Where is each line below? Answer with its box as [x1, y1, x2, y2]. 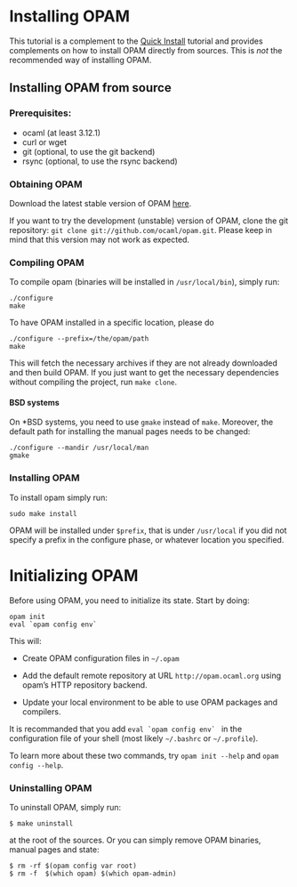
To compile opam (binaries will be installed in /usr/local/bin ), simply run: [9, 277, 280, 287]
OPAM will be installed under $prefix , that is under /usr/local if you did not [9, 525, 287, 536]
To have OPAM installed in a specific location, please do [9, 318, 215, 328]
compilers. [21, 706, 61, 717]
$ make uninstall [9, 818, 74, 828]
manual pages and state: [9, 843, 100, 855]
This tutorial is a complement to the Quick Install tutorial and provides [9, 36, 264, 46]
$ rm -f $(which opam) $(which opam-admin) [9, 869, 177, 878]
